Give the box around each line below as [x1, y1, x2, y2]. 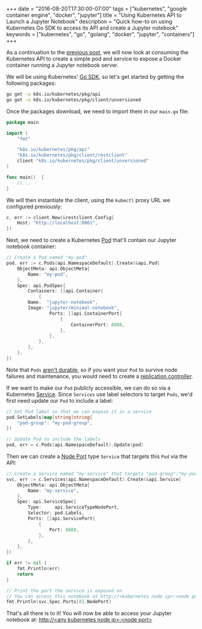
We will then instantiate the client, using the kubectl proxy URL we [6, 196, 170, 203]
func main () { [6, 174, 44, 180]
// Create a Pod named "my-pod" [6, 255, 87, 261]
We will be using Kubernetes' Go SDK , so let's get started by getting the [6, 73, 185, 80]
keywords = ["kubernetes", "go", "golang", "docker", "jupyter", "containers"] [6, 31, 195, 38]
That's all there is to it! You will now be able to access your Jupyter [6, 610, 172, 617]
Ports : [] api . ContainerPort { [49, 310, 122, 317]
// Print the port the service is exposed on [6, 587, 122, 593]
